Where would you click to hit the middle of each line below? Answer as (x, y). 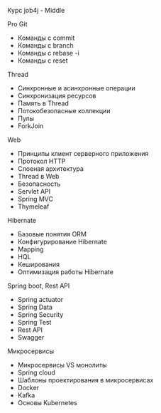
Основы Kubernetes (48, 403)
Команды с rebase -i (48, 53)
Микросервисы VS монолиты (62, 365)
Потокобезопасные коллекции (64, 111)
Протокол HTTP (41, 161)
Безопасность (39, 184)
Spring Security (40, 315)
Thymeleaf (33, 206)
